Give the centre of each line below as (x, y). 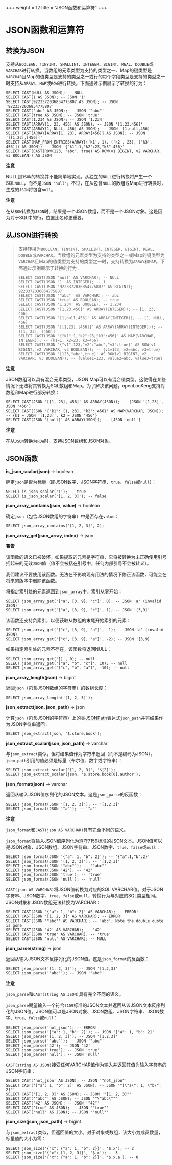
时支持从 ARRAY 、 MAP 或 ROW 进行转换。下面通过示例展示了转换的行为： (77, 83)
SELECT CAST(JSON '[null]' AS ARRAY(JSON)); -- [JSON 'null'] (73, 420)
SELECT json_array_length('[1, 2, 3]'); (50, 698)
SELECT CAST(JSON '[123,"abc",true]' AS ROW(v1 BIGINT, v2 (82, 354)
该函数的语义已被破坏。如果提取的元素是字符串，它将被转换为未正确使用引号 (86, 557)
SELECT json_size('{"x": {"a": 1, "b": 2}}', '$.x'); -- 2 (70, 1148)
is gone (14, 925)
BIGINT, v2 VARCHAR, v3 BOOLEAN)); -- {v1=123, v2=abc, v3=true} (89, 349)
